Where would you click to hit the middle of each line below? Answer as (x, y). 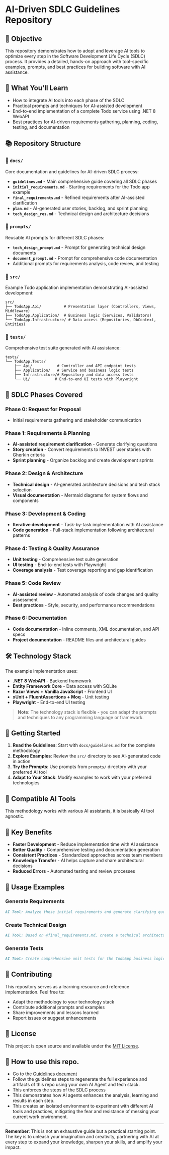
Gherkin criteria (29, 455)
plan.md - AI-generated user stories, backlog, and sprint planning (80, 208)
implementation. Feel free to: (35, 992)
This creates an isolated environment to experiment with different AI (83, 1106)
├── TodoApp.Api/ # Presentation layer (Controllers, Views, (81, 307)
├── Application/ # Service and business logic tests (74, 370)
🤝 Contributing (29, 974)
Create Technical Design (36, 925)
